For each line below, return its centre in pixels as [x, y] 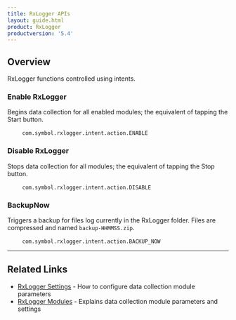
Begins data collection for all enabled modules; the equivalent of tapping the [118, 112]
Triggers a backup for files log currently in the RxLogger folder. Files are [112, 220]
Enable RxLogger [37, 97]
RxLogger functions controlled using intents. [71, 79]
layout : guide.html [36, 20]
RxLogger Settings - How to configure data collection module [106, 286]
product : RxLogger [34, 27]
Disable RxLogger [38, 151]
